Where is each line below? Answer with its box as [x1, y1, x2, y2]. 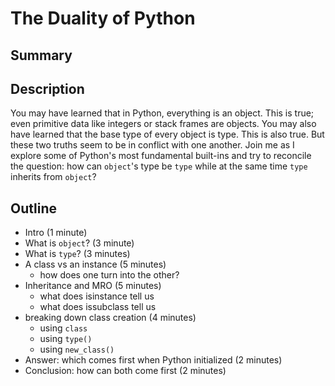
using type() [39, 333, 93, 345]
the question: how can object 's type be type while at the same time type [10, 160, 308, 172]
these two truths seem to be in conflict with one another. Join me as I [10, 139, 295, 151]
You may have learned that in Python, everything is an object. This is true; [10, 107, 315, 119]
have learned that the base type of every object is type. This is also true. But [10, 128, 325, 141]
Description [10, 80, 85, 97]
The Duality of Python [10, 7, 196, 30]
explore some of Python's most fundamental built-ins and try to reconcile [10, 150, 312, 162]
